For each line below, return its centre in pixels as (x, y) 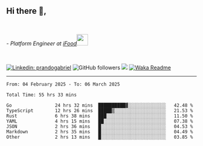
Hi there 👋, (26, 11)
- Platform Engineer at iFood (42, 43)
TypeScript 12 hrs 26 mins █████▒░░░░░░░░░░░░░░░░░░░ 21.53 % (100, 110)
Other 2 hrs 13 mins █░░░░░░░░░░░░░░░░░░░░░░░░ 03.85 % (100, 137)
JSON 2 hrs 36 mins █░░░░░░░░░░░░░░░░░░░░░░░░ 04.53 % (100, 126)
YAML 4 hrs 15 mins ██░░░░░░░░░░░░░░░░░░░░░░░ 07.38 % (100, 121)
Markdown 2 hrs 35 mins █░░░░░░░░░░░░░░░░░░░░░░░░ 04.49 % (100, 132)
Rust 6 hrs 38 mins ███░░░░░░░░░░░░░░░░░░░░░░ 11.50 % (100, 116)
